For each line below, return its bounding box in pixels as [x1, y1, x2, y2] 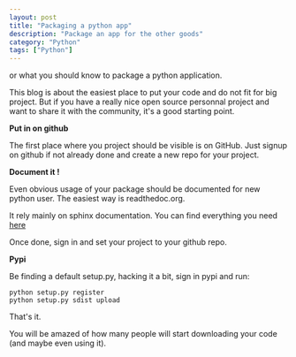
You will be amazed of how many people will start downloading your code [9, 329, 278, 339]
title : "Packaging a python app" [9, 21, 133, 30]
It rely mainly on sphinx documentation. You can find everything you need [9, 210, 278, 221]
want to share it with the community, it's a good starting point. [9, 106, 235, 117]
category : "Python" [9, 37, 81, 47]
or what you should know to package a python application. [9, 70, 223, 80]
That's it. [9, 311, 42, 323]
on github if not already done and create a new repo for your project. [9, 149, 260, 160]
